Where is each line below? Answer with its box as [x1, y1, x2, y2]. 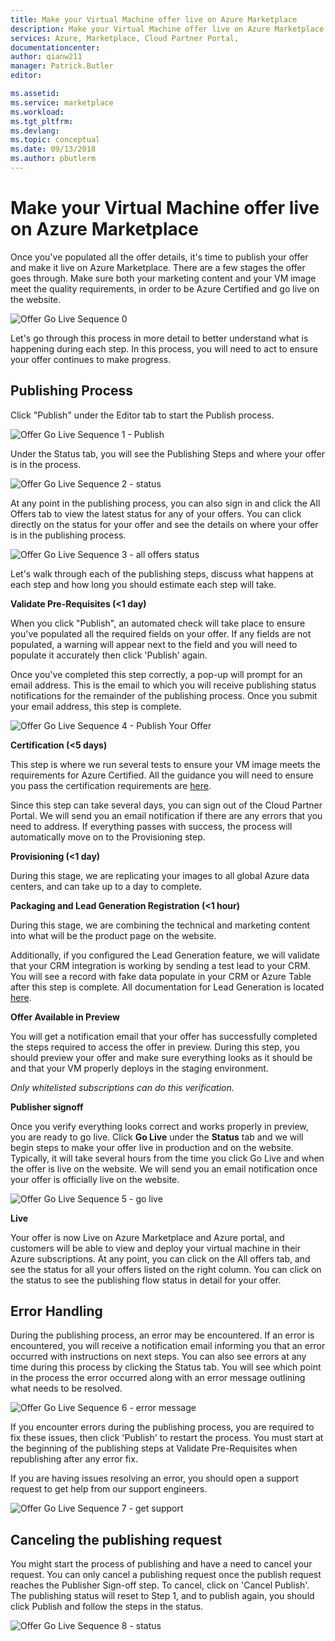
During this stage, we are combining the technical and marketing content [10, 919, 311, 931]
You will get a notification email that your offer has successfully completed [10, 1030, 318, 1042]
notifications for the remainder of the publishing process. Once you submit [10, 689, 318, 701]
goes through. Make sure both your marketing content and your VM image [10, 272, 317, 284]
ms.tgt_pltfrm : [10, 116, 74, 126]
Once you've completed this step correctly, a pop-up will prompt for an [10, 668, 303, 680]
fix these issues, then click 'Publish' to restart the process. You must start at [10, 1432, 324, 1444]
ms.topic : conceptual [10, 135, 101, 145]
